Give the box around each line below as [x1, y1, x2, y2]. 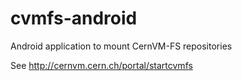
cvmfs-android [10, 7, 138, 30]
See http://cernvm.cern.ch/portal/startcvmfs [10, 59, 193, 71]
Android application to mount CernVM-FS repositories [10, 40, 233, 52]
